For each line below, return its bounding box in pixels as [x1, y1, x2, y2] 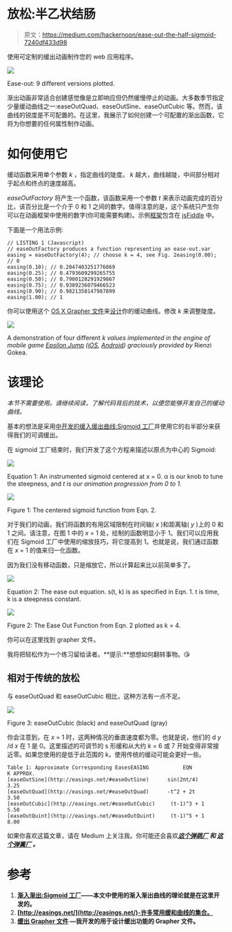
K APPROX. [7, 770, 36, 777]
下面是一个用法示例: [7, 225, 64, 234]
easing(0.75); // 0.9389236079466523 [7, 281, 116, 289]
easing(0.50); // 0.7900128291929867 [7, 276, 116, 283]
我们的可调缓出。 [12, 430, 62, 439]
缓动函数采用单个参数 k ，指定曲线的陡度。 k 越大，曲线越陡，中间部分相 [7, 170, 214, 178]
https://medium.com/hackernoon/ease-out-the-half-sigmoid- [42, 30, 217, 39]
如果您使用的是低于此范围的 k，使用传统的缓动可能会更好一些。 [25, 750, 205, 759]
